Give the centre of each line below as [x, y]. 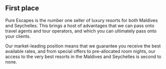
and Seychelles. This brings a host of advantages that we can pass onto [80, 25]
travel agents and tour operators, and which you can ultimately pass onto [81, 31]
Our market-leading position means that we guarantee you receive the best [83, 46]
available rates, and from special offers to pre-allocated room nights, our [80, 51]
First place [22, 8]
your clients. [18, 36]
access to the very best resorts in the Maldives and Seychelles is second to [84, 56]
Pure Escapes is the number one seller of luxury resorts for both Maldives [81, 20]
